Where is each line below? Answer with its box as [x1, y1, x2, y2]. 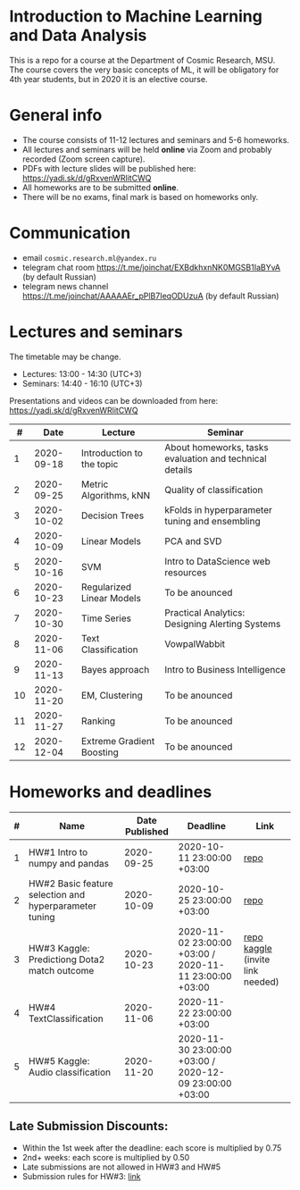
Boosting [80, 746, 119, 758]
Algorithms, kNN [80, 489, 150, 501]
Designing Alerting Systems [164, 617, 281, 630]
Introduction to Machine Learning [9, 6, 263, 27]
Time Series [80, 612, 132, 624]
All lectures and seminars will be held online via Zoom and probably [21, 144, 272, 155]
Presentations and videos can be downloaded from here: [9, 395, 219, 406]
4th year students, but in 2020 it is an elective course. [9, 73, 208, 84]
